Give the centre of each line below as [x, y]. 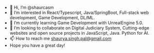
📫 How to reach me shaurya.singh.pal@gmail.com [60, 38]
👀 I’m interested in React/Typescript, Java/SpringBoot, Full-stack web [79, 13]
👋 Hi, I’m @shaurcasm [32, 7]
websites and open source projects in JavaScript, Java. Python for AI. [79, 33]
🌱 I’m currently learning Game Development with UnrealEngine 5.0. [76, 23]
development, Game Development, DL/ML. [52, 18]
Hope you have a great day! [37, 45]
